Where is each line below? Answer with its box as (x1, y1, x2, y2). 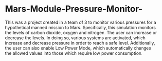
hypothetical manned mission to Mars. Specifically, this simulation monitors (5, 24, 156, 30)
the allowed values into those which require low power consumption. (5, 50, 143, 56)
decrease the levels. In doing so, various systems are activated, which (5, 35, 146, 41)
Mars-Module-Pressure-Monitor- (5, 3, 143, 15)
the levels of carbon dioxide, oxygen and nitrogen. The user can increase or (5, 30, 157, 35)
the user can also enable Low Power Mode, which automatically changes (5, 45, 151, 51)
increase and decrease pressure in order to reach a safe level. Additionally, (5, 40, 155, 46)
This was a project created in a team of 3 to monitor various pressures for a (5, 19, 157, 25)
